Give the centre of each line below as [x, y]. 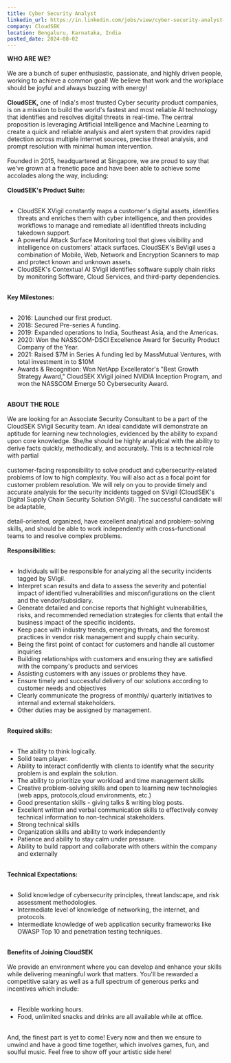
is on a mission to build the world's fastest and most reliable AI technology [112, 110]
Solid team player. [43, 759]
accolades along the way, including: [58, 175]
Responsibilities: [32, 550]
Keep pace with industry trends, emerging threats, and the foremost [113, 630]
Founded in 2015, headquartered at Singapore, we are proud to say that [108, 161]
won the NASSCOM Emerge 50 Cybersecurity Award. [93, 384]
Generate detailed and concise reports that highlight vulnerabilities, [112, 608]
